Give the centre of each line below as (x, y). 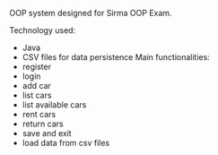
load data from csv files (66, 143)
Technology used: (43, 30)
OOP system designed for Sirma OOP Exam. (91, 13)
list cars (37, 95)
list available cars (54, 105)
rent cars (39, 114)
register (37, 67)
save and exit (47, 133)
